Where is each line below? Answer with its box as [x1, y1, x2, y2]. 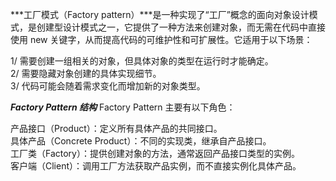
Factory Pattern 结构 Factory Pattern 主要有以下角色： [10, 101, 236, 113]
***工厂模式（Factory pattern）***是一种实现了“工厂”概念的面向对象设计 [10, 9, 310, 20]
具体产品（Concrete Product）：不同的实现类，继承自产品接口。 [10, 135, 272, 147]
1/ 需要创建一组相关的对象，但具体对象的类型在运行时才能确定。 [10, 55, 274, 67]
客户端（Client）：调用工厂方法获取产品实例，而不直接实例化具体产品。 [10, 160, 302, 172]
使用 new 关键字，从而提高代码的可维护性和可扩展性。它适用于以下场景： [10, 34, 313, 45]
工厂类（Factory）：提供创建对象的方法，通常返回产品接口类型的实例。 [10, 148, 300, 159]
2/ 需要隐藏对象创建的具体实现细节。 [10, 68, 162, 79]
